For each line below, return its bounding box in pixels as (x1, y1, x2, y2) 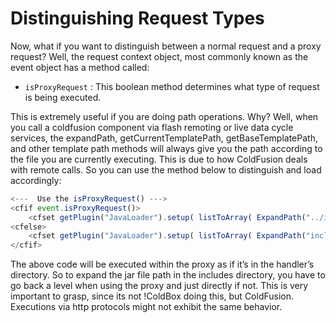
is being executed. (24, 91, 102, 103)
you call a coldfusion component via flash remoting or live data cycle (10, 121, 294, 133)
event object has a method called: (10, 61, 150, 73)
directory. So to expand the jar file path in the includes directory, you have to (10, 269, 326, 281)
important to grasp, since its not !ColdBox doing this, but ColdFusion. (10, 290, 295, 302)
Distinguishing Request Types (10, 7, 265, 30)
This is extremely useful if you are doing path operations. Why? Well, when (10, 110, 319, 122)
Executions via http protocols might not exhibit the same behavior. (10, 301, 283, 313)
